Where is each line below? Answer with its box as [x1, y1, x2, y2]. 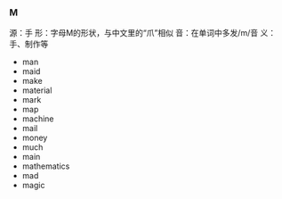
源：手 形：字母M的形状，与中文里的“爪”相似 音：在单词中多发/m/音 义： [9, 28, 277, 38]
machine [21, 113, 55, 124]
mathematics [21, 161, 70, 171]
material [21, 85, 52, 95]
